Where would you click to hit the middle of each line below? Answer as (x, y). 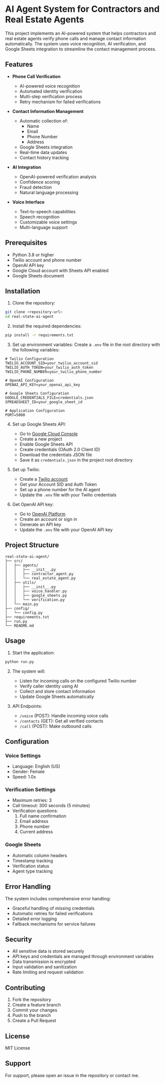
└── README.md (20, 625)
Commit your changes (35, 1010)
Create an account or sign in (48, 519)
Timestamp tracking (33, 860)
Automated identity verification (51, 91)
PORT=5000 (15, 415)
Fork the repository (32, 1000)
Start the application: (33, 653)
